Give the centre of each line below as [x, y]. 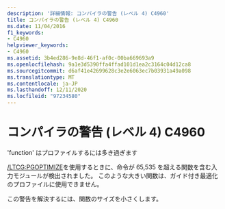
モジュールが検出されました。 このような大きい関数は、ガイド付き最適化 [115, 175]
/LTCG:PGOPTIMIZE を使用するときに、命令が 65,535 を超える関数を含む [109, 167]
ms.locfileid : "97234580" [44, 97]
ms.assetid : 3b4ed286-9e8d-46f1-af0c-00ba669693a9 [81, 58]
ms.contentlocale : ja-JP [42, 84]
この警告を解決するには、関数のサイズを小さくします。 [85, 199]
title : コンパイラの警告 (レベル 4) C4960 [63, 20]
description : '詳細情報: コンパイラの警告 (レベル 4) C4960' [88, 13]
